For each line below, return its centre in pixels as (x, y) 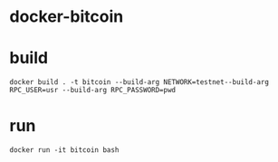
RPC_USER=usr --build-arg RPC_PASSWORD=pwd (93, 91)
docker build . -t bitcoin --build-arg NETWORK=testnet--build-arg (139, 82)
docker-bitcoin (67, 17)
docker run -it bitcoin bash (64, 150)
